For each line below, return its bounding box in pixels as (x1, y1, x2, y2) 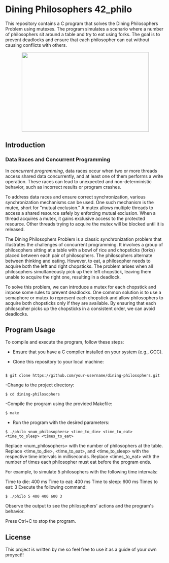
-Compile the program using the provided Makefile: (5, 401, 113, 407)
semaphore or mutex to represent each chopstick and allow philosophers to (5, 294, 163, 301)
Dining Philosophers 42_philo (5, 4, 132, 15)
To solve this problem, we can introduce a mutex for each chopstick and (5, 284, 156, 290)
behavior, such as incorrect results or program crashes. (5, 184, 122, 190)
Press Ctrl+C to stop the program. (5, 518, 76, 524)
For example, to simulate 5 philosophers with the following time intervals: (5, 469, 158, 475)
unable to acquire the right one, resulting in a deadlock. (5, 274, 121, 280)
